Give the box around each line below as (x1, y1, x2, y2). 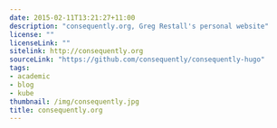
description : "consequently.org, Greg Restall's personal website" (9, 22, 270, 31)
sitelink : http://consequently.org (9, 47, 144, 56)
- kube (9, 88, 34, 97)
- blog (9, 80, 34, 89)
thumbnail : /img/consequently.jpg (9, 96, 140, 106)
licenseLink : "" (9, 38, 71, 48)
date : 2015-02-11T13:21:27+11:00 (9, 13, 136, 23)
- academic (9, 72, 51, 81)
